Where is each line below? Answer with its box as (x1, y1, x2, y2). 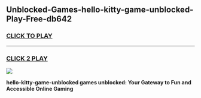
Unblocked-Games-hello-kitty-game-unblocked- (6, 5, 194, 15)
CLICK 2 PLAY (6, 54, 48, 62)
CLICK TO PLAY (6, 32, 53, 40)
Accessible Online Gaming (6, 85, 74, 92)
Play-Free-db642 (6, 14, 72, 24)
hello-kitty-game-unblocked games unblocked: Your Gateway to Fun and (6, 78, 191, 86)
